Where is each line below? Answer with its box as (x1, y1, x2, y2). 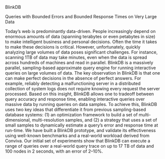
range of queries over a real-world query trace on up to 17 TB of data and (5, 143, 154, 149)
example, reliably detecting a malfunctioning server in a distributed (5, 80, 141, 86)
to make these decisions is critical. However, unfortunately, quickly (5, 44, 141, 50)
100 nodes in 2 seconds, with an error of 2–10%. (5, 148, 103, 154)
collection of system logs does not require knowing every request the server (5, 86, 160, 91)
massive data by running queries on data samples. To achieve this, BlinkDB (5, 102, 158, 107)
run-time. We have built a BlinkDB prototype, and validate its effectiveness (5, 128, 156, 133)
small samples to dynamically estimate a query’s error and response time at (5, 122, 159, 128)
